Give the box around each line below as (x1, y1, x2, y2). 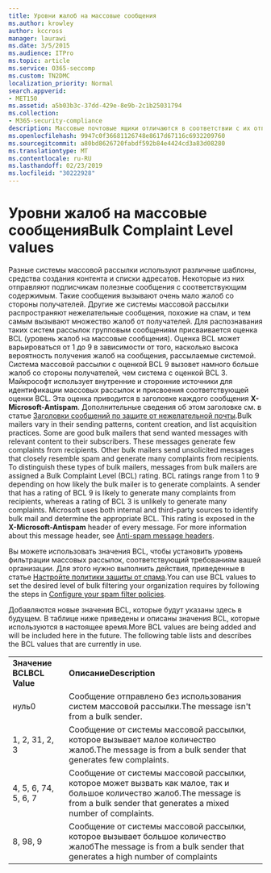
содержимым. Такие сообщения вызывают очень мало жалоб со (8, 290, 234, 300)
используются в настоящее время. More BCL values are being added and (8, 622, 256, 632)
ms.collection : (8, 110, 60, 118)
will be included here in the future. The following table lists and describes (8, 630, 252, 640)
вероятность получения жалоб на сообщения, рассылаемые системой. (8, 350, 256, 360)
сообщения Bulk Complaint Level (8, 221, 234, 240)
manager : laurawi (8, 34, 67, 43)
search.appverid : (8, 86, 67, 95)
